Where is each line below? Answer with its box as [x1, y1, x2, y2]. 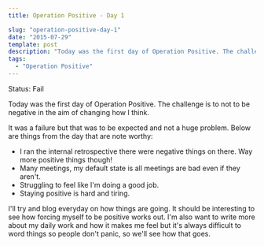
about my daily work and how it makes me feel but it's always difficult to [8, 220, 242, 229]
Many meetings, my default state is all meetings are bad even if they [19, 163, 241, 173]
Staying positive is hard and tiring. [19, 188, 130, 198]
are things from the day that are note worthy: [8, 131, 153, 140]
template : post [8, 40, 58, 48]
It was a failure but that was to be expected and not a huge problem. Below [8, 123, 251, 132]
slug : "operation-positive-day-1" [8, 25, 122, 34]
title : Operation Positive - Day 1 [8, 11, 125, 20]
